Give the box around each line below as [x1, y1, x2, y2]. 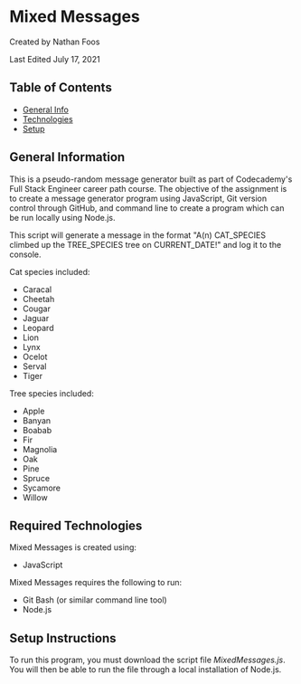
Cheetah [22, 293, 55, 304]
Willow [22, 491, 48, 503]
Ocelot [22, 351, 48, 362]
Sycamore [22, 482, 61, 493]
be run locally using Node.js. [9, 212, 116, 223]
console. [9, 249, 42, 260]
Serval [22, 360, 47, 372]
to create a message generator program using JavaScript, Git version [9, 193, 268, 204]
